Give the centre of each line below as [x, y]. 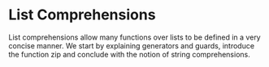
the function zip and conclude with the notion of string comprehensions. [129, 54]
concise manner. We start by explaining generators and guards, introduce [131, 45]
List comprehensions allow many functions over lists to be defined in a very [135, 37]
